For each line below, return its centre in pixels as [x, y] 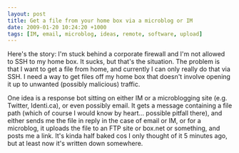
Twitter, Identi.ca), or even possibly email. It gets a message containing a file [120, 106]
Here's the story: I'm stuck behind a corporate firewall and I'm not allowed [116, 54]
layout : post [27, 14]
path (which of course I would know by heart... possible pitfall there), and [115, 113]
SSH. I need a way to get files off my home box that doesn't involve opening [119, 77]
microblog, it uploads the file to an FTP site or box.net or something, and [114, 128]
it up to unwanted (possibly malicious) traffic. [74, 84]
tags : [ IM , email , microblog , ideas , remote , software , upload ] [105, 34]
